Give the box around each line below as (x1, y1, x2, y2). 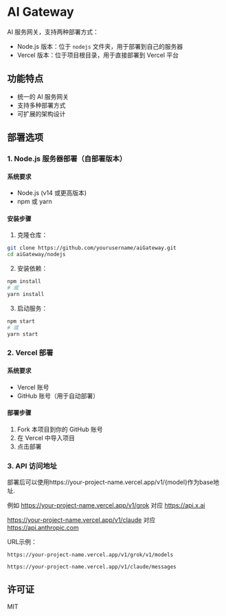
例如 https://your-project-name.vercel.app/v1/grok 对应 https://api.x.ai (7, 501, 205, 510)
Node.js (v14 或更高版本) (16, 189, 87, 197)
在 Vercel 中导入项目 (16, 433, 76, 442)
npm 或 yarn (16, 197, 53, 206)
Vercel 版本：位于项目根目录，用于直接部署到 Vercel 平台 (16, 51, 179, 59)
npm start (7, 317, 36, 325)
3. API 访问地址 (7, 461, 57, 470)
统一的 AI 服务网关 (16, 92, 69, 100)
